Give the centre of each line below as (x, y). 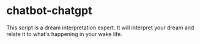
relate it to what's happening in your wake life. (64, 34)
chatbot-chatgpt (49, 11)
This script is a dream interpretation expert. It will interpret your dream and (100, 28)
